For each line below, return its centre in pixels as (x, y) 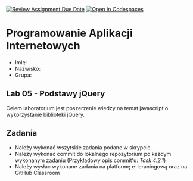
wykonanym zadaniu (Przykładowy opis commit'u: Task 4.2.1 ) (90, 160)
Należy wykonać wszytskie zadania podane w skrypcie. (83, 147)
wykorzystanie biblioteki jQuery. (46, 114)
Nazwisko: (27, 68)
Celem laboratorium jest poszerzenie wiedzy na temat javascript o (87, 108)
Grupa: (23, 75)
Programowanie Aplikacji (69, 33)
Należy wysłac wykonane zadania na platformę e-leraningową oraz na (101, 166)
